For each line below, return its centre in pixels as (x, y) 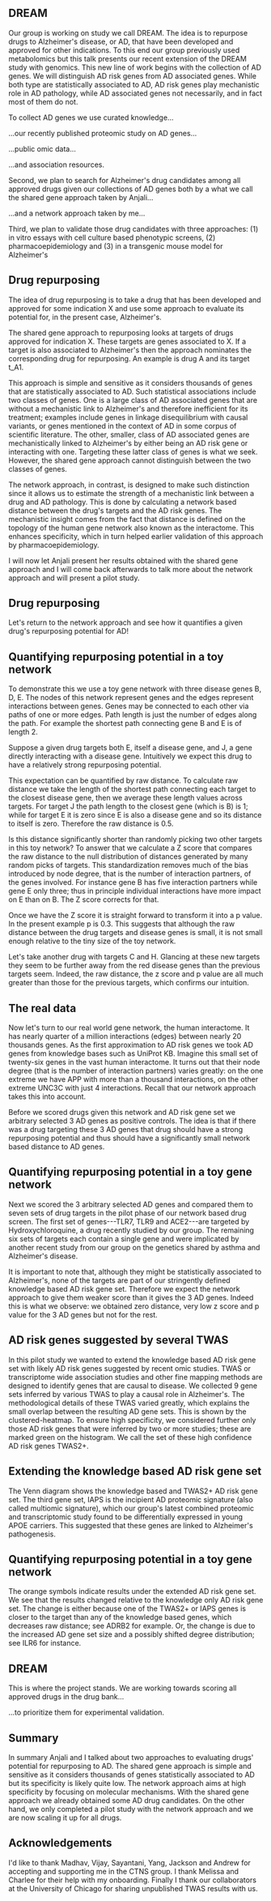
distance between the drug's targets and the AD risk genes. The (115, 510)
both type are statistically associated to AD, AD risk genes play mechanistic (134, 84)
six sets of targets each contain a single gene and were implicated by (124, 1238)
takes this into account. (47, 1096)
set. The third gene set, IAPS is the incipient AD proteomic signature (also (131, 1499)
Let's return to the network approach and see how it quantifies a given (126, 622)
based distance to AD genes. (57, 1147)
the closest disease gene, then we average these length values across (125, 798)
